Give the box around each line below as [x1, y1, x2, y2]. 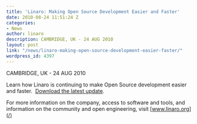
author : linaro [6, 31, 44, 37]
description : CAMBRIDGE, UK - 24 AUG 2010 [6, 36, 113, 42]
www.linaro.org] [152, 105, 192, 112]
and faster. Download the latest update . [6, 87, 104, 94]
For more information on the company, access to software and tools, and [6, 99, 185, 106]
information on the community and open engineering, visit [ [6, 105, 152, 112]
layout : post [6, 42, 39, 48]
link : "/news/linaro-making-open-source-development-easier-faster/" [6, 48, 183, 54]
